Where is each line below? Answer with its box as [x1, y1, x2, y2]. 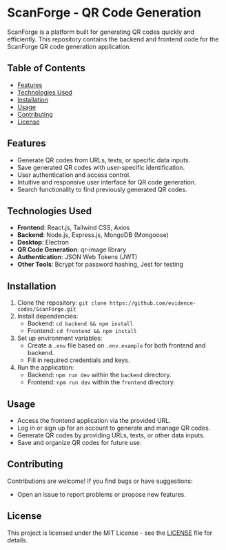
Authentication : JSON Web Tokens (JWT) [17, 253, 138, 261]
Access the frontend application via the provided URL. [17, 417, 171, 424]
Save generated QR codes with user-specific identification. [17, 163, 185, 171]
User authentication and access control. [17, 171, 131, 179]
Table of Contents [7, 62, 86, 74]
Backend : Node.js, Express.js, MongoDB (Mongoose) [17, 231, 169, 239]
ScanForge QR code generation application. [7, 42, 132, 50]
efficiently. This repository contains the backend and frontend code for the [7, 35, 219, 43]
